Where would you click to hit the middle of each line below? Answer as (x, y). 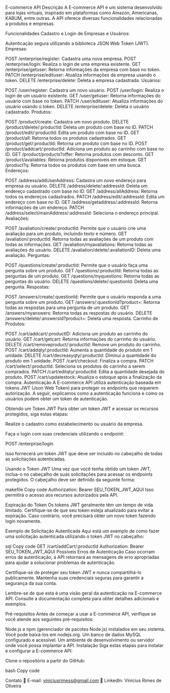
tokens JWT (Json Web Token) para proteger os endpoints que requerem (82, 388)
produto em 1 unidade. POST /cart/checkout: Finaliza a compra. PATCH (79, 361)
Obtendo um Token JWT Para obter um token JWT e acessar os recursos (82, 408)
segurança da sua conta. (31, 583)
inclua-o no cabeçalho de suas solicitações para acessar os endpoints (79, 474)
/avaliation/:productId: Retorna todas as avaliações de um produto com (79, 239)
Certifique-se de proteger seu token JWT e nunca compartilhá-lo (74, 572)
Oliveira (13, 686)
